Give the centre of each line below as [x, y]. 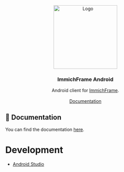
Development [34, 150]
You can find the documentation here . [45, 130]
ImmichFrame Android [85, 79]
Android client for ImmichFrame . [85, 91]
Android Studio [28, 164]
